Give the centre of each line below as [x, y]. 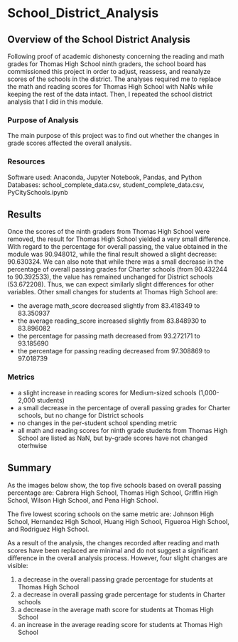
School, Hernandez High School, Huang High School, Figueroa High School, [118, 521]
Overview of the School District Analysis [99, 39]
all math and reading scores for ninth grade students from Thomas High [123, 430]
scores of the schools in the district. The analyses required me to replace [114, 79]
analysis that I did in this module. [55, 102]
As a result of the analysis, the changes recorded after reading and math [113, 542]
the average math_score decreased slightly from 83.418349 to [109, 306]
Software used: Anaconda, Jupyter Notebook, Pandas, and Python [105, 177]
